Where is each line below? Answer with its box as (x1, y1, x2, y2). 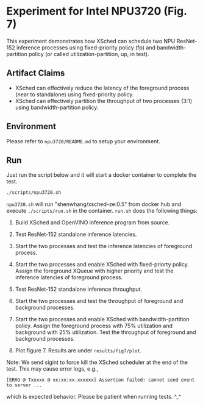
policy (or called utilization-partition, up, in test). (28, 50, 149, 57)
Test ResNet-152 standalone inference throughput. (15, 285, 142, 293)
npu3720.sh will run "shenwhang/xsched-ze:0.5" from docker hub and (6, 201, 182, 208)
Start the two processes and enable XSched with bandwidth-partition (15, 316, 190, 323)
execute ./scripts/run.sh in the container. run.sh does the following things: (6, 207, 198, 215)
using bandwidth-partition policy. (15, 104, 99, 111)
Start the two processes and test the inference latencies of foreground (15, 243, 193, 250)
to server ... (6, 382, 43, 388)
